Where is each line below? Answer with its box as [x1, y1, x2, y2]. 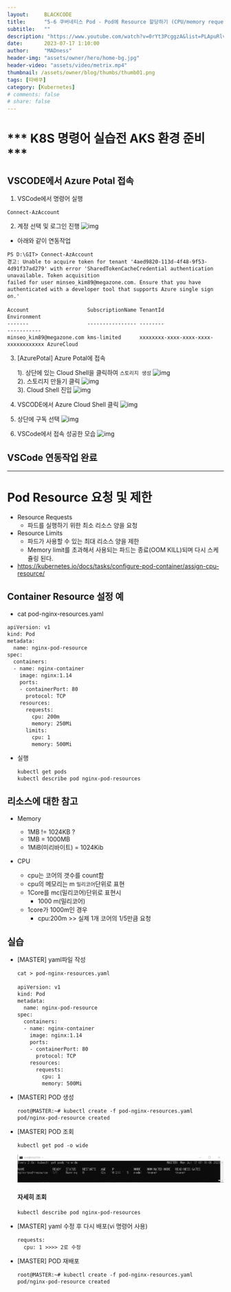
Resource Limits [16, 528, 63, 537]
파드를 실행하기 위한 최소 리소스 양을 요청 [27, 521, 138, 529]
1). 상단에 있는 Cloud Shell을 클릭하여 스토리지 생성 [16, 369, 151, 377]
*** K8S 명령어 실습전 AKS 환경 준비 [7, 131, 206, 147]
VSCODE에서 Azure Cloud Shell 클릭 [16, 400, 119, 409]
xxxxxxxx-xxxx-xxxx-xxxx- [139, 334, 214, 341]
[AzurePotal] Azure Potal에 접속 [16, 354, 106, 363]
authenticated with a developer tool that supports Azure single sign [7, 286, 214, 293]
